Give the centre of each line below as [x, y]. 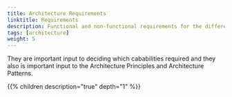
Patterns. [20, 74]
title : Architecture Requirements [57, 13]
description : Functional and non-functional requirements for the [105, 26]
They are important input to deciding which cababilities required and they [112, 58]
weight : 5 [21, 39]
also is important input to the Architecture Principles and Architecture [106, 66]
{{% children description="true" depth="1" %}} [74, 87]
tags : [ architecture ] [38, 33]
